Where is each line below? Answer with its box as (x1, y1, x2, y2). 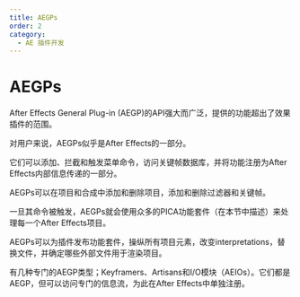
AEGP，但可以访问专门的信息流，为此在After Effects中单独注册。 (9, 278, 250, 289)
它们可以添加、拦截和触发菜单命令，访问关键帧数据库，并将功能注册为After (9, 157, 287, 168)
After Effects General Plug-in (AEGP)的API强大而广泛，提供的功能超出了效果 (9, 108, 291, 118)
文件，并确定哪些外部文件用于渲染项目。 (16, 248, 167, 258)
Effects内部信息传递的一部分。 (9, 168, 122, 179)
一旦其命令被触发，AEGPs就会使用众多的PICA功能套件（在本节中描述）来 (9, 206, 281, 217)
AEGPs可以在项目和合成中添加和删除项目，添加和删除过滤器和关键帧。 (9, 188, 271, 198)
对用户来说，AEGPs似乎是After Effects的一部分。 (9, 138, 191, 149)
